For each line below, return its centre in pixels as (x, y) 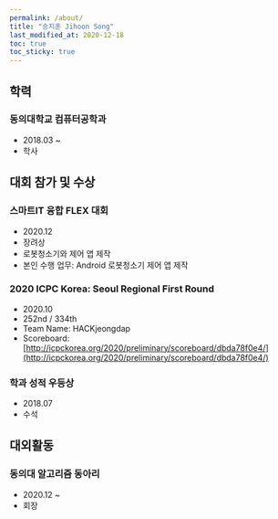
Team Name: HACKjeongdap (76, 328)
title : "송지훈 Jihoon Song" (62, 26)
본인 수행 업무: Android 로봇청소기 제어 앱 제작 (105, 265)
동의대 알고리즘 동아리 (55, 474)
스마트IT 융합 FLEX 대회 (59, 211)
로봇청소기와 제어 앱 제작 (67, 253)
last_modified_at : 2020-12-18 (67, 35)
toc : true (28, 43)
